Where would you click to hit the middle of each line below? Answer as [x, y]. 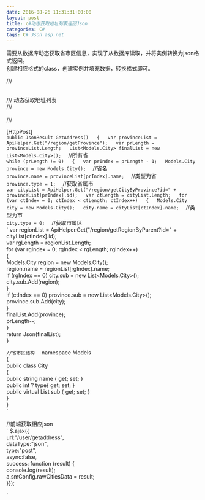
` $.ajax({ [18, 431]
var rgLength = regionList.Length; [49, 243]
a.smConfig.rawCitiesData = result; [50, 477]
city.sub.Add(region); [33, 282]
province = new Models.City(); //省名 [57, 168]
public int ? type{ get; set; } [41, 385]
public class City [27, 365]
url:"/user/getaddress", [35, 437]
